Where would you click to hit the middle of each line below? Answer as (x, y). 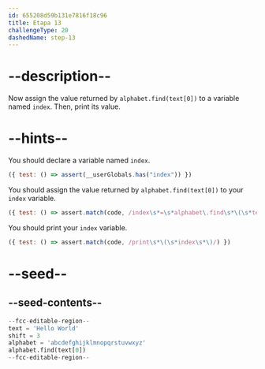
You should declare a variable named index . (79, 160)
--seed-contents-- (55, 303)
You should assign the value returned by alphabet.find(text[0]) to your (126, 190)
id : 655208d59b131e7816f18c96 (58, 15)
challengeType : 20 (38, 30)
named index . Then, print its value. (64, 106)
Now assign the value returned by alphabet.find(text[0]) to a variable (124, 99)
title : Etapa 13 (35, 23)
